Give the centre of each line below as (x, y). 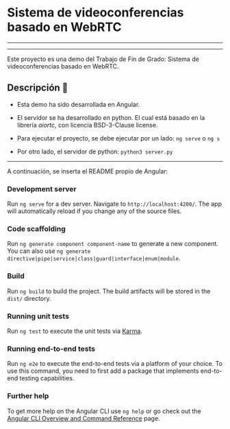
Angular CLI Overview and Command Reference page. (84, 418)
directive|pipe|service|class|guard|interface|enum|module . (94, 258)
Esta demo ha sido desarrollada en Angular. (78, 104)
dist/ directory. (29, 298)
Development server (42, 188)
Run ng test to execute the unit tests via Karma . (75, 331)
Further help (28, 396)
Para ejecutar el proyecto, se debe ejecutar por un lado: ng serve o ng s (118, 138)
